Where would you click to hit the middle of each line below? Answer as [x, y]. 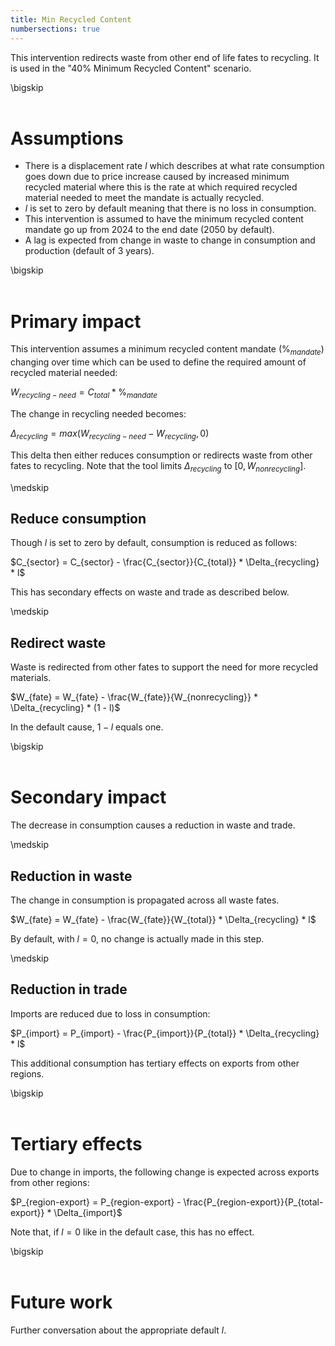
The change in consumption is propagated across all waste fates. [145, 900]
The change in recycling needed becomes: [98, 413]
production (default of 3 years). [89, 251]
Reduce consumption [78, 518]
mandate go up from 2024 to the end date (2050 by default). [149, 230]
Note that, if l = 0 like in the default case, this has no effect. [132, 1232]
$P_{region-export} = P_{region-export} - [96, 1202]
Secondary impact [88, 797]
